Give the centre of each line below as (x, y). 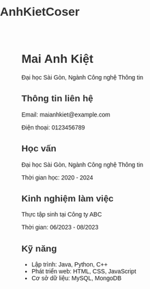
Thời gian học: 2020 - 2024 (57, 177)
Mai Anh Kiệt (57, 59)
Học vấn (39, 149)
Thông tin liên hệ (57, 99)
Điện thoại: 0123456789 (53, 127)
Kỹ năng (39, 248)
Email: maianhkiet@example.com (66, 114)
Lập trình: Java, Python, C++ (70, 265)
